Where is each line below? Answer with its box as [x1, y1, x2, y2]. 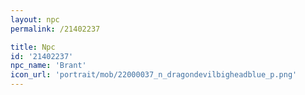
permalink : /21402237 [10, 24, 101, 34]
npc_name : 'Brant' [10, 61, 87, 71]
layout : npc [10, 14, 60, 25]
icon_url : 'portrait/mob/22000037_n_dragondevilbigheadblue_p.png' [10, 70, 298, 80]
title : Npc [10, 42, 56, 52]
